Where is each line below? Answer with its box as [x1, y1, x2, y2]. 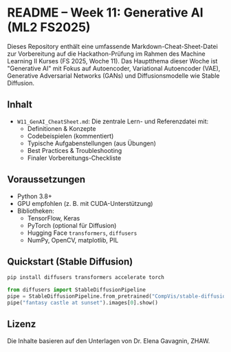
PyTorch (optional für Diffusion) [27, 221, 117, 229]
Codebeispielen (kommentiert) [27, 132, 114, 140]
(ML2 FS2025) [7, 19, 91, 35]
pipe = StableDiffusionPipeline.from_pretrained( [7, 293, 153, 300]
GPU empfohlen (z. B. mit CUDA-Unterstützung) [16, 199, 153, 207]
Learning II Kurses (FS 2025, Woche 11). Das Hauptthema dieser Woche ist [7, 56, 218, 65]
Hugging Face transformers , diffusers [27, 229, 137, 237]
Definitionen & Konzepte [27, 124, 96, 132]
